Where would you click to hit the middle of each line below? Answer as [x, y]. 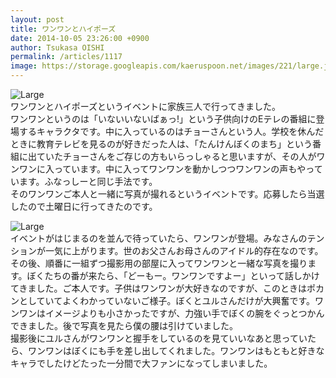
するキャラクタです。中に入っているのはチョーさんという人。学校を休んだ [171, 131]
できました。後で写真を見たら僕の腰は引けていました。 [124, 325]
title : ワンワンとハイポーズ [63, 29]
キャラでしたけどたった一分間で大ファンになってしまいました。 [141, 363]
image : [24, 66]
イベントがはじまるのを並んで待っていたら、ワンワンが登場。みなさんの [159, 238]
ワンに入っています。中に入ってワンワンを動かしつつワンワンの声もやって [170, 169]
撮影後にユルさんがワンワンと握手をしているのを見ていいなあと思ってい [159, 338]
